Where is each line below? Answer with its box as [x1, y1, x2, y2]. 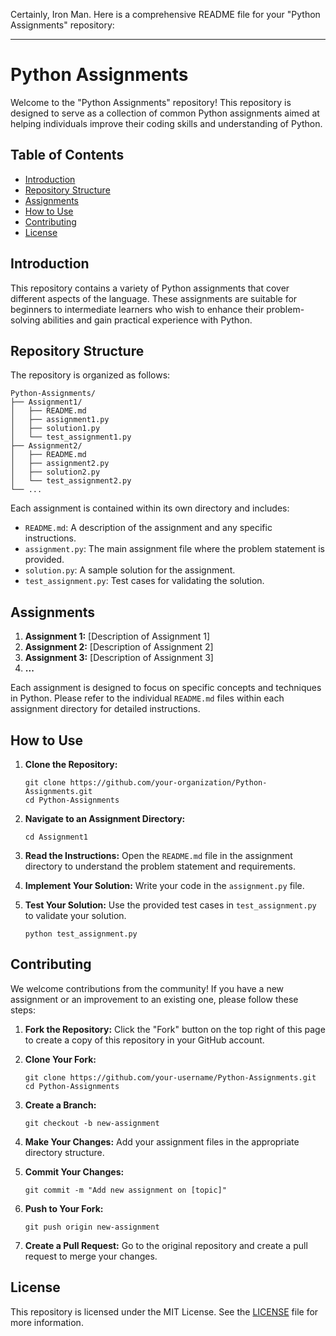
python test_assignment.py [24, 929, 138, 939]
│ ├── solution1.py [10, 424, 101, 434]
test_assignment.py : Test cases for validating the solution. [24, 575, 265, 587]
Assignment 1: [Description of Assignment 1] [24, 630, 210, 643]
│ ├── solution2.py [10, 467, 101, 478]
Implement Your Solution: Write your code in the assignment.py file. [24, 880, 305, 891]
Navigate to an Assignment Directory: [24, 813, 186, 824]
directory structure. [24, 1146, 105, 1158]
